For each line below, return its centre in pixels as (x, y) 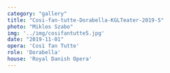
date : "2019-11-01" (36, 40)
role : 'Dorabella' (34, 53)
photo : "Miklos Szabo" (40, 26)
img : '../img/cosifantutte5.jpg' (56, 33)
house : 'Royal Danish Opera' (50, 59)
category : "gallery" (37, 14)
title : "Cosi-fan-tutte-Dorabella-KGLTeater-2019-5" (86, 20)
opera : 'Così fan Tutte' (43, 46)
